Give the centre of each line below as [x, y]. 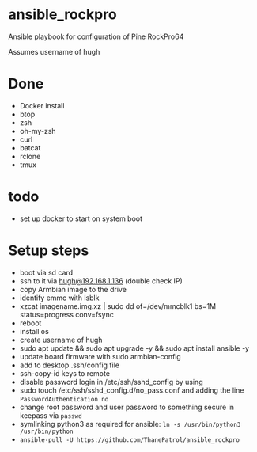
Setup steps [49, 250]
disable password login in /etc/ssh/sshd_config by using [111, 382]
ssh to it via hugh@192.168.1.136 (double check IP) [101, 281]
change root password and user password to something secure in [127, 407]
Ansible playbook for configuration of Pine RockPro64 [96, 36]
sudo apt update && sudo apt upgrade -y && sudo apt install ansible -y [134, 348]
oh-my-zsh [38, 131]
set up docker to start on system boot [81, 218]
